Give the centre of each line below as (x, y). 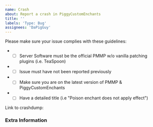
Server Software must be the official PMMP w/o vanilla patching (83, 56)
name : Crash (17, 9)
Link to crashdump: (24, 108)
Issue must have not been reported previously (65, 72)
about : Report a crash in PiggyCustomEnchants (53, 14)
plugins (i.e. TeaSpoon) (42, 62)
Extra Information (26, 120)
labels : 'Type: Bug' (26, 23)
